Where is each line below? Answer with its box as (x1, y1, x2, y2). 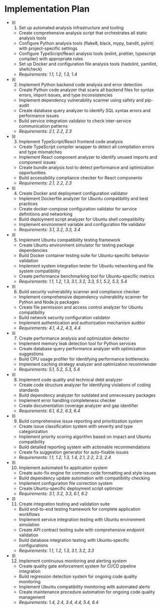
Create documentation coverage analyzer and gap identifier (18, 402, 139, 408)
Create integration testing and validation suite (18, 501, 110, 507)
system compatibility (18, 268, 61, 274)
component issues (18, 159, 56, 165)
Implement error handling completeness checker (18, 397, 116, 403)
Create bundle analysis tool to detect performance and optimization (18, 164, 154, 170)
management (18, 594, 46, 600)
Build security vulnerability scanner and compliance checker (18, 288, 140, 294)
